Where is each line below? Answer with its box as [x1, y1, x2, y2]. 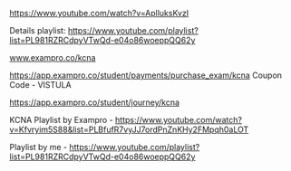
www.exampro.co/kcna [9, 52, 96, 62]
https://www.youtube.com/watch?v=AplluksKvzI [9, 8, 189, 18]
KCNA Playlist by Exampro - [9, 115, 113, 125]
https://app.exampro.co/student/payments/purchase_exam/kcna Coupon [9, 70, 283, 81]
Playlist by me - [9, 142, 68, 152]
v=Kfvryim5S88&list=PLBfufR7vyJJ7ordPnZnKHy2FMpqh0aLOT [9, 124, 249, 135]
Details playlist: [9, 25, 66, 35]
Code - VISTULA [9, 80, 73, 90]
